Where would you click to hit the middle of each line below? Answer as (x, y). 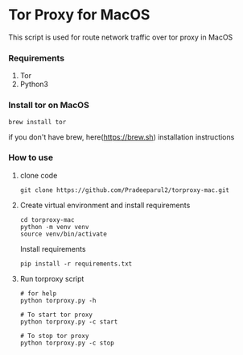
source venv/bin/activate (63, 234)
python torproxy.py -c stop (67, 343)
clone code (39, 175)
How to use (31, 157)
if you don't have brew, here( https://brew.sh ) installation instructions (121, 137)
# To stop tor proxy (54, 336)
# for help (38, 293)
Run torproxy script (52, 278)
